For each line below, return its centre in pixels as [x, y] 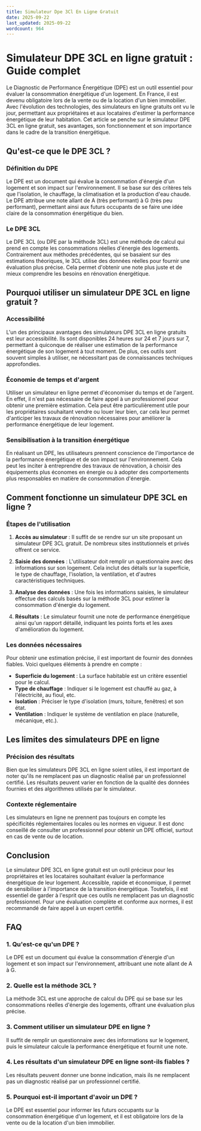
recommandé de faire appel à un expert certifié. [65, 908]
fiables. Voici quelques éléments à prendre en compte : [74, 665]
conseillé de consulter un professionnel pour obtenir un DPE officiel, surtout [100, 830]
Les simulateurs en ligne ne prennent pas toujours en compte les [86, 818]
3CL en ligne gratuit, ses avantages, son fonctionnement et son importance [99, 126]
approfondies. [23, 364]
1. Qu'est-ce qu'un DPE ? [43, 944]
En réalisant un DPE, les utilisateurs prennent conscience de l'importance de [100, 453]
